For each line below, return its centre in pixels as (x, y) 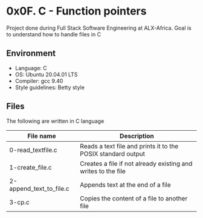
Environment (31, 54)
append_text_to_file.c (39, 188)
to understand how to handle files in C (54, 34)
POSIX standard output (112, 154)
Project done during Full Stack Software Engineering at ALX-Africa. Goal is (99, 28)
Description (137, 136)
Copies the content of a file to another (134, 198)
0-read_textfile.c (33, 150)
